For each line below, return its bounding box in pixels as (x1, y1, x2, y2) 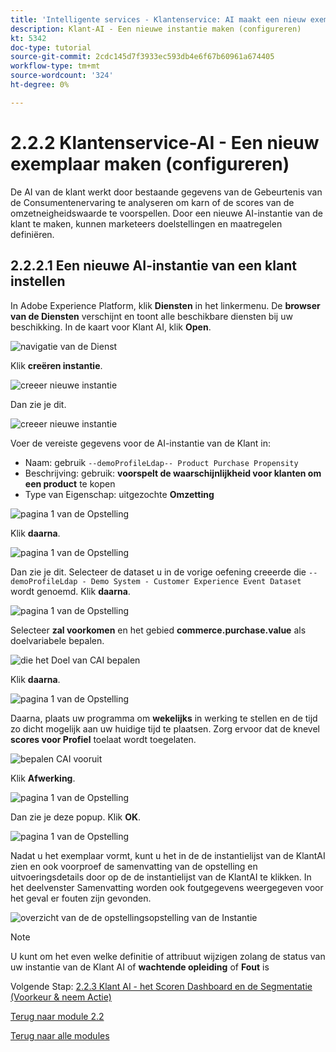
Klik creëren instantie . (10, 359, 103, 371)
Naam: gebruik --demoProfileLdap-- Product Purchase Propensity (24, 456, 299, 468)
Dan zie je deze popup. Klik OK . (10, 811, 142, 823)
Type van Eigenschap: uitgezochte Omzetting (24, 488, 215, 500)
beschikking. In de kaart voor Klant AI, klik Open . (10, 321, 212, 333)
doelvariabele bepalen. (10, 634, 105, 646)
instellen (10, 273, 66, 290)
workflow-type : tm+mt (10, 61, 101, 71)
